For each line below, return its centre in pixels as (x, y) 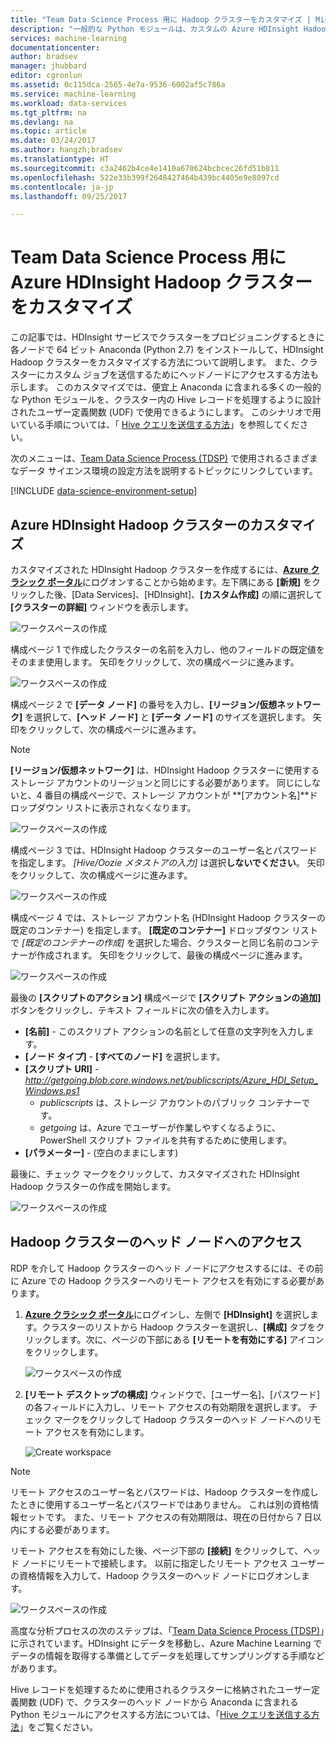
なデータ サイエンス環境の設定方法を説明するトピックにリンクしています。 (164, 471)
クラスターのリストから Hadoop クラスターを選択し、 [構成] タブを (179, 1327)
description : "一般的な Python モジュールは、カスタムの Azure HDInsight (155, 29)
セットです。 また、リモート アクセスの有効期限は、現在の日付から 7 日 (165, 1517)
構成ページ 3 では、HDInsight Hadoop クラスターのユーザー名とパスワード (164, 850)
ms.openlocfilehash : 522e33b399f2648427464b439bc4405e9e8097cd (145, 177)
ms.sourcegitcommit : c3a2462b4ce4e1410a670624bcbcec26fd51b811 (145, 168)
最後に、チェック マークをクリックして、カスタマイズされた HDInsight (155, 1174)
